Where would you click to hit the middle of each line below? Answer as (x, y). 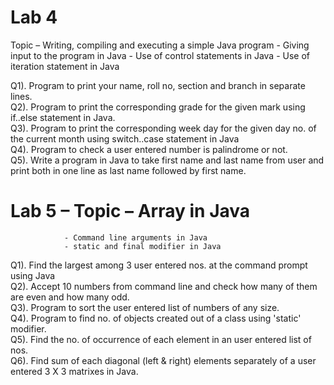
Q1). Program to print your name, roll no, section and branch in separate (158, 85)
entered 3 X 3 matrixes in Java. (74, 371)
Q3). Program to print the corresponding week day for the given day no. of (163, 128)
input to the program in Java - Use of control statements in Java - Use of (160, 55)
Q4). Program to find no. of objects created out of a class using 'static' (156, 318)
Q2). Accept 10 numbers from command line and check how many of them (164, 286)
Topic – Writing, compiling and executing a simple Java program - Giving (160, 45)
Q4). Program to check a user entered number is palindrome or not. (149, 149)
